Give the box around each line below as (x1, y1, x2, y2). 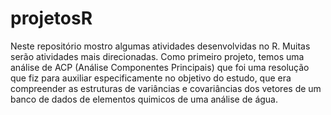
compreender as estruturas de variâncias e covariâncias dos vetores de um (10, 82, 322, 94)
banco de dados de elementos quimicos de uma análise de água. (10, 93, 279, 105)
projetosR (10, 7, 93, 30)
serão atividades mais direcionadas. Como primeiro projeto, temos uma (10, 50, 305, 62)
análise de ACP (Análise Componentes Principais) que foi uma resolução (10, 61, 310, 73)
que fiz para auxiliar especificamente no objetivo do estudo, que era (10, 72, 292, 84)
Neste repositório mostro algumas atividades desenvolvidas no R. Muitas (10, 40, 311, 52)
